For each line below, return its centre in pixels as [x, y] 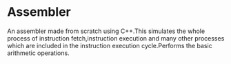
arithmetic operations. [39, 53]
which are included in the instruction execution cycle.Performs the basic [110, 45]
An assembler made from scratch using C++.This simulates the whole [106, 31]
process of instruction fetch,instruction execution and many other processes [116, 38]
